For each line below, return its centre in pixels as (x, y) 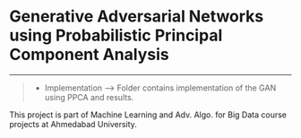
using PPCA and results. (89, 97)
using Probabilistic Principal (116, 35)
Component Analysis (89, 55)
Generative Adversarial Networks (137, 17)
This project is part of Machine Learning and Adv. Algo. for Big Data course (148, 115)
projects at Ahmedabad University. (73, 124)
